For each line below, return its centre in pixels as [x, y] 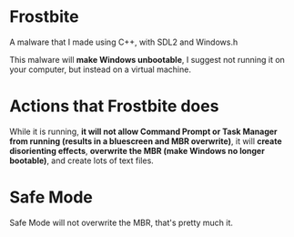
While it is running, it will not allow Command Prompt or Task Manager [143, 131]
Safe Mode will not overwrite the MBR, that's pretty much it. [122, 222]
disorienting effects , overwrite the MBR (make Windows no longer [137, 150]
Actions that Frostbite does [114, 106]
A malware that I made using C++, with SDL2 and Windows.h [124, 42]
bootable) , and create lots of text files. [82, 160]
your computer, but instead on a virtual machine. [100, 69]
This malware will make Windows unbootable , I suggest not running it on [147, 59]
